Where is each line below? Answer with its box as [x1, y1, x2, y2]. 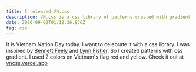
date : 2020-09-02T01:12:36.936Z [6, 19, 85, 25]
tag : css [6, 25, 28, 31]
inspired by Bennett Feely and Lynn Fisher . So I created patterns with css [6, 47, 183, 54]
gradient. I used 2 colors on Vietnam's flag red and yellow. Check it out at [6, 53, 184, 60]
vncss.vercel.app [6, 60, 48, 67]
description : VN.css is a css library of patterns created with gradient [6, 14, 191, 20]
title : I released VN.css [6, 8, 69, 15]
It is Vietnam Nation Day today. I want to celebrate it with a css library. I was [6, 41, 190, 48]
